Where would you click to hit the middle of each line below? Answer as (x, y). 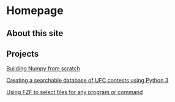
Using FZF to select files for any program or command (75, 92)
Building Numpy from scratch (43, 68)
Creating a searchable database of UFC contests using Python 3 (87, 81)
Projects (23, 53)
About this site (35, 33)
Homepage (35, 11)
